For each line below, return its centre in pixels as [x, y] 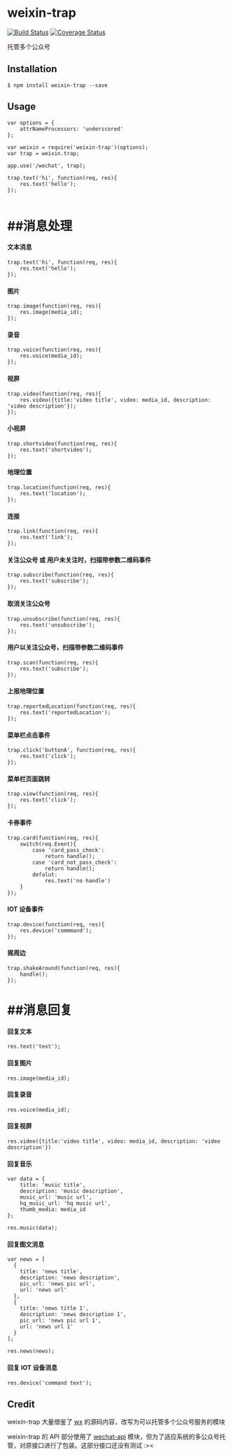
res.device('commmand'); [56, 930]
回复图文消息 [26, 1244]
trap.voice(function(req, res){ [54, 350]
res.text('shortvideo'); [56, 450]
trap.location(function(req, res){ [59, 487]
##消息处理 [40, 226]
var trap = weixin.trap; [43, 153]
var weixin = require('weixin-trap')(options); [78, 147]
